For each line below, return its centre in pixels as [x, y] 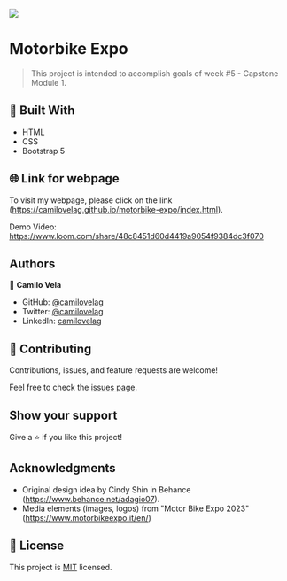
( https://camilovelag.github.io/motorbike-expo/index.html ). [116, 209]
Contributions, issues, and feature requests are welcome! [114, 370]
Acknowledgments [63, 468]
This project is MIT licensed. [61, 567]
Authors [32, 263]
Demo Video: [33, 227]
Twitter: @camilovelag [62, 312]
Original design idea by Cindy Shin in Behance [106, 489]
